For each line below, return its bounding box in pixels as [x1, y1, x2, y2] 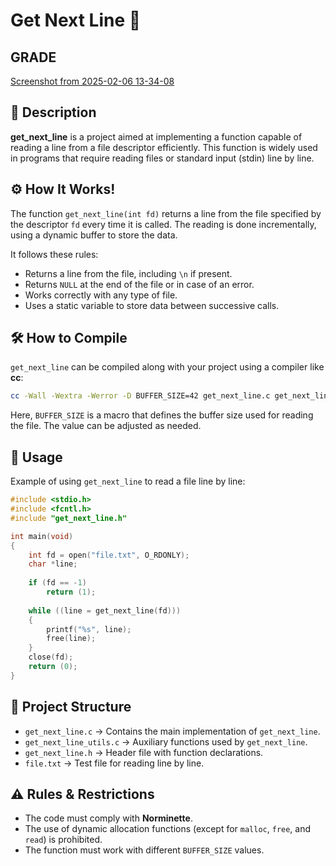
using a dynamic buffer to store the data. [10, 229, 178, 241]
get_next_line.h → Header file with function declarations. [24, 746, 264, 758]
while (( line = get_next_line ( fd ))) [28, 605, 182, 616]
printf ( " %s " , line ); [46, 624, 132, 634]
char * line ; [28, 559, 78, 569]
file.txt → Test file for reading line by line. [24, 757, 205, 769]
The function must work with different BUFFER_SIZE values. [24, 844, 265, 856]
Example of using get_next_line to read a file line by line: [10, 475, 246, 488]
